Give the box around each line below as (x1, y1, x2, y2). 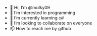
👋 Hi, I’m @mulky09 (9, 5, 50, 10)
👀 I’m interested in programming (9, 10, 76, 16)
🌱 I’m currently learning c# (9, 15, 64, 20)
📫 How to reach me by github (9, 26, 72, 31)
